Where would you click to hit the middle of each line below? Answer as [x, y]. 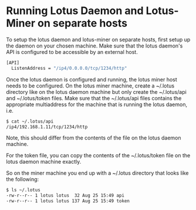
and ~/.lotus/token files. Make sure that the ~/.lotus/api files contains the [94, 98]
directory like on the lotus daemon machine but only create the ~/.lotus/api [96, 92]
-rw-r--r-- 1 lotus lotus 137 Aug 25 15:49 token [68, 201]
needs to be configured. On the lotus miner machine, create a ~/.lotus [90, 86]
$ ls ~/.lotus [23, 190]
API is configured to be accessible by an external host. [72, 52]
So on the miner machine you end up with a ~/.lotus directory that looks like [97, 173]
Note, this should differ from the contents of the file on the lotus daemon [94, 138]
